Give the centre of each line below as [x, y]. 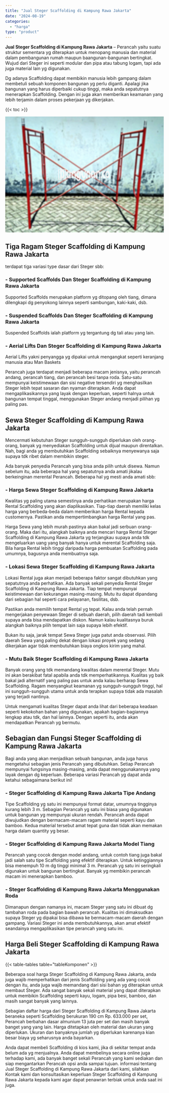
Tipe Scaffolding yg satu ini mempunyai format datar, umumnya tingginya [81, 804]
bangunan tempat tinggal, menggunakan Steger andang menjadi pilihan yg [82, 399]
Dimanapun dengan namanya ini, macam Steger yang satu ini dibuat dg [79, 907]
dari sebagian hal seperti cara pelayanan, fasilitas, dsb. [62, 599]
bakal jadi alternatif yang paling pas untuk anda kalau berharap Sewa [77, 681]
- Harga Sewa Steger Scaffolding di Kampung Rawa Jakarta [79, 490]
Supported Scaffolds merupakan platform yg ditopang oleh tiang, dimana [81, 297]
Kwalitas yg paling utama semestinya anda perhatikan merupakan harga [80, 501]
